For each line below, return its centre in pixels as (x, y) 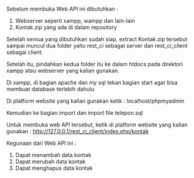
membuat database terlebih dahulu (50, 89)
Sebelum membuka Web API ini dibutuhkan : (62, 9)
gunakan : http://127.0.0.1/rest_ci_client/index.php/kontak (77, 131)
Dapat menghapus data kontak (54, 168)
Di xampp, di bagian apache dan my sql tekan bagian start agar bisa (92, 83)
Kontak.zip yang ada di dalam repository (66, 27)
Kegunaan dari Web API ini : (41, 143)
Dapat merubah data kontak (50, 161)
